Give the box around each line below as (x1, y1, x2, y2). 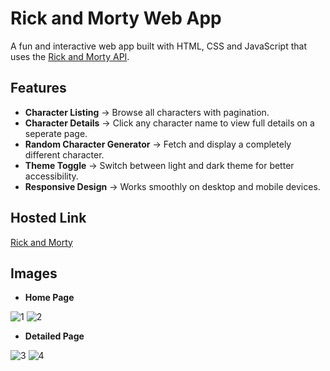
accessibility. (24, 170, 79, 182)
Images (10, 265, 58, 282)
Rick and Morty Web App (10, 7, 222, 30)
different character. (24, 148, 105, 161)
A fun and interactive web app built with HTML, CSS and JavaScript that (10, 40, 308, 52)
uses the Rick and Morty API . (10, 50, 130, 62)
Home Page (24, 292, 75, 304)
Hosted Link (10, 210, 87, 227)
